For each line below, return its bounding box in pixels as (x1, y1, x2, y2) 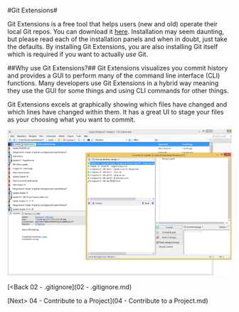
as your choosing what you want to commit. (7, 115, 136, 124)
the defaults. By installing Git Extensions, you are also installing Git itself (7, 43, 218, 50)
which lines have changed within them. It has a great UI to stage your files (7, 108, 224, 116)
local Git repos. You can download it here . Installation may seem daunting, (7, 28, 225, 36)
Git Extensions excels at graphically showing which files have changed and (7, 100, 228, 109)
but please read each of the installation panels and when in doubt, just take (7, 35, 228, 43)
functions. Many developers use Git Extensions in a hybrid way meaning (7, 79, 219, 87)
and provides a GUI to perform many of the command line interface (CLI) (7, 71, 221, 80)
